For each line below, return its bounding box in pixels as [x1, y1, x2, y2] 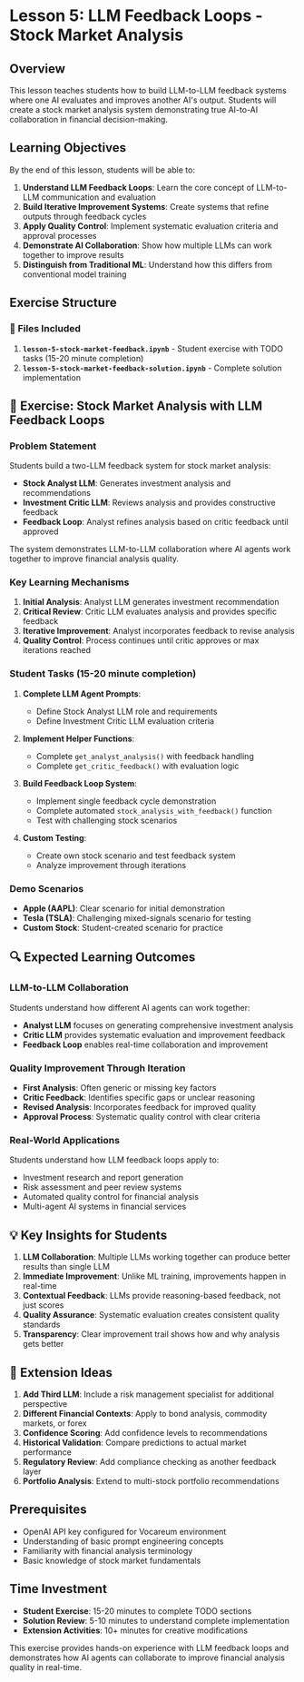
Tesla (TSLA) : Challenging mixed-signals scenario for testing [22, 913, 251, 924]
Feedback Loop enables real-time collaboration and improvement [22, 1039, 269, 1050]
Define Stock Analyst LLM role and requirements [35, 706, 218, 717]
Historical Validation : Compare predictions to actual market [22, 1437, 247, 1448]
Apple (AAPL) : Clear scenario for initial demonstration [22, 903, 225, 914]
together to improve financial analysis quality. [9, 553, 180, 564]
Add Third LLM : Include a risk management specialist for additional [22, 1389, 275, 1400]
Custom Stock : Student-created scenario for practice [22, 923, 224, 934]
